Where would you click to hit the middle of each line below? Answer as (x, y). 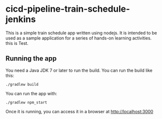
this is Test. (17, 43)
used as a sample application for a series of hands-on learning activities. (79, 38)
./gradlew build (22, 84)
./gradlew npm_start (27, 102)
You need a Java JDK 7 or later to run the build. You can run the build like (79, 70)
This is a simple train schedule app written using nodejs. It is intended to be (81, 33)
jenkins (21, 19)
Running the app (31, 59)
